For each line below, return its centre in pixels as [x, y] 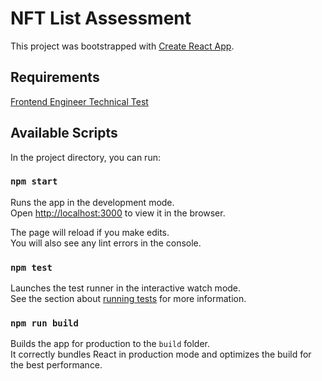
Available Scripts [64, 133]
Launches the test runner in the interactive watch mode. [126, 288]
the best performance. [56, 365]
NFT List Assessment [101, 18]
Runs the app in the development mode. [92, 202]
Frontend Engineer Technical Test [79, 101]
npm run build [44, 323]
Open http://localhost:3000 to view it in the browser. [118, 213]
